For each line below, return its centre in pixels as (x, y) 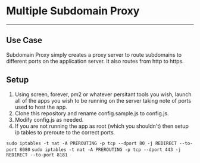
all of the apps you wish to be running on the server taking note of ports (103, 100)
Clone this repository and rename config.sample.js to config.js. (92, 113)
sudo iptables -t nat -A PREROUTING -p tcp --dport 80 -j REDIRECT (92, 143)
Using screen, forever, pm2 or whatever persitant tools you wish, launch (103, 94)
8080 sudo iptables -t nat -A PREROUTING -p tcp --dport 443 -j (100, 150)
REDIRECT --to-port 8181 (37, 155)
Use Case (24, 40)
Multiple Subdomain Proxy (73, 11)
